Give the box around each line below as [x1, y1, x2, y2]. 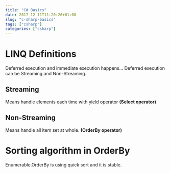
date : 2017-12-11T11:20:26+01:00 [5, 12, 77, 17]
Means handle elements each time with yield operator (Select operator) [5, 99, 157, 105]
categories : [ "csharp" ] [5, 26, 56, 32]
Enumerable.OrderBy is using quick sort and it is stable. [5, 161, 122, 168]
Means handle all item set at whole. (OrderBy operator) [5, 127, 123, 133]
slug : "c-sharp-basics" [5, 17, 56, 22]
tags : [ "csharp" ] [5, 21, 42, 27]
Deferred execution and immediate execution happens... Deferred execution [5, 65, 165, 71]
